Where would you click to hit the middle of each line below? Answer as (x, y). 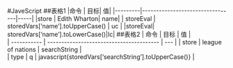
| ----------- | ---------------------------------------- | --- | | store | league (115, 42)
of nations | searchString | (45, 49)
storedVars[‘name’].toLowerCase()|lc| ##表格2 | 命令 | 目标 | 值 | (99, 34)
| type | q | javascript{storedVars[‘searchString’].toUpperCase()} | (101, 57)
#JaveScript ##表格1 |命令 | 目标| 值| (59, 11)
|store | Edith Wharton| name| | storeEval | (95, 19)
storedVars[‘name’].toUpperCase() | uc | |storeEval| (81, 26)
